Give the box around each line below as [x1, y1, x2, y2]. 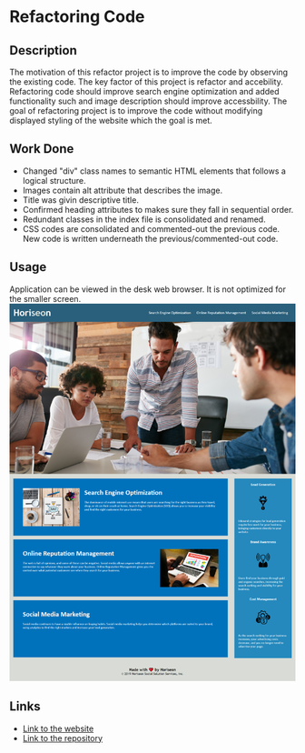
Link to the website [22, 723, 94, 734]
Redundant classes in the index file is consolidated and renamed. [22, 214, 266, 225]
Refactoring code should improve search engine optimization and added [9, 86, 280, 96]
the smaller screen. [9, 293, 82, 304]
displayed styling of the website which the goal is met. [9, 115, 213, 125]
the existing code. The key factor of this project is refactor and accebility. [9, 76, 283, 87]
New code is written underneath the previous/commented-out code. [22, 233, 279, 244]
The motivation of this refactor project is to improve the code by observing [9, 66, 289, 77]
